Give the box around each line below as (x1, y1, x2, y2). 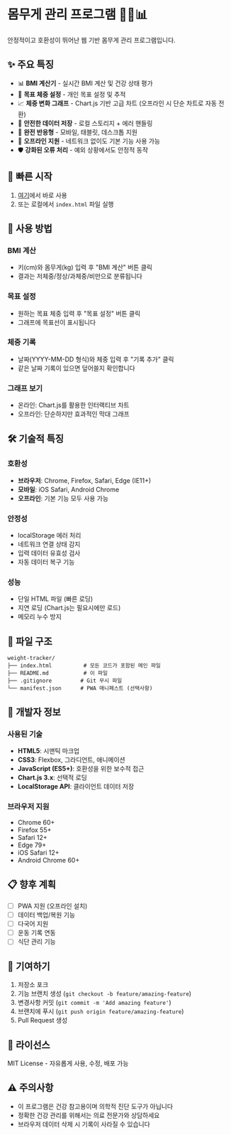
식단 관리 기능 (17, 937, 56, 946)
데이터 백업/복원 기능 (17, 911, 76, 920)
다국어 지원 (17, 920, 49, 928)
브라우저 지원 (7, 801, 50, 811)
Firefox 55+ (17, 826, 52, 834)
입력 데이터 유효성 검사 (17, 549, 81, 558)
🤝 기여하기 (7, 960, 51, 972)
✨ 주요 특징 (7, 58, 55, 71)
